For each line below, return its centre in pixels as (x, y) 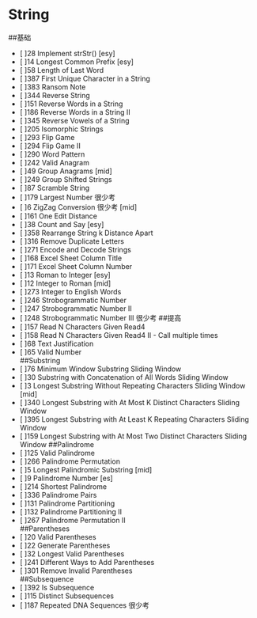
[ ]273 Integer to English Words (70, 291)
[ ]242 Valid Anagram (54, 162)
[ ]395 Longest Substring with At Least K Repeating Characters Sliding (134, 419)
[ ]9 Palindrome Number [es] (66, 478)
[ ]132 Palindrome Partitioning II (71, 511)
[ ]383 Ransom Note (53, 87)
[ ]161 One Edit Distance (58, 216)
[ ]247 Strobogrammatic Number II (76, 308)
